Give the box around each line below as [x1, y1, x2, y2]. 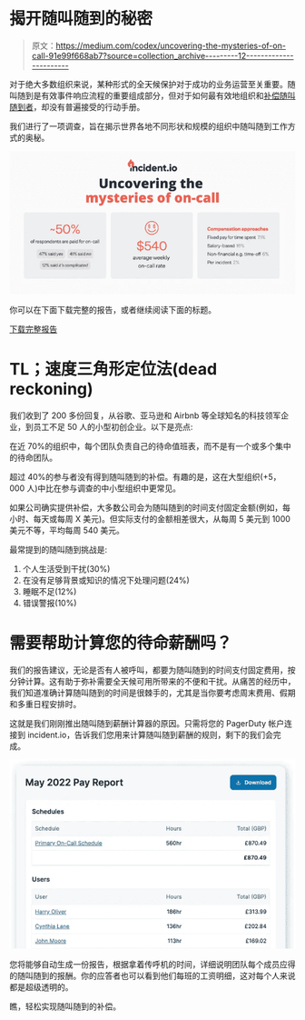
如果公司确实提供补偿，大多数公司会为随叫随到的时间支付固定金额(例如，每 [9, 502, 291, 513]
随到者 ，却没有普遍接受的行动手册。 [9, 101, 145, 112]
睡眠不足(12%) [22, 585, 77, 596]
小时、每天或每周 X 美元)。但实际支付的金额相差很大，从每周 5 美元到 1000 [9, 513, 290, 524]
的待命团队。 [9, 452, 57, 463]
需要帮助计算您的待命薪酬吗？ [9, 633, 233, 654]
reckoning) [9, 379, 93, 400]
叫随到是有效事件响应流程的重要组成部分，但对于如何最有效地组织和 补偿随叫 [9, 90, 296, 101]
